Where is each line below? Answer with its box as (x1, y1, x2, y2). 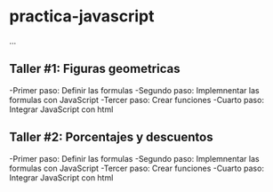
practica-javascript (9, 6, 155, 27)
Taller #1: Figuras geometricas (9, 61, 181, 76)
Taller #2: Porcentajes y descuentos (9, 130, 213, 145)
